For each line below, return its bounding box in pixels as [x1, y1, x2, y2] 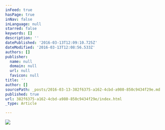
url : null [10, 69, 30, 74]
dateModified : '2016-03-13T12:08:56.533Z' [5, 45, 95, 50]
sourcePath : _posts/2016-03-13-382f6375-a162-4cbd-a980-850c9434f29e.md [5, 87, 160, 92]
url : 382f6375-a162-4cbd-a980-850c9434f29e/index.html [5, 96, 122, 101]
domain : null [10, 63, 37, 69]
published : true [5, 92, 39, 97]
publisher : [5, 54, 28, 59]
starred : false [5, 26, 37, 31]
